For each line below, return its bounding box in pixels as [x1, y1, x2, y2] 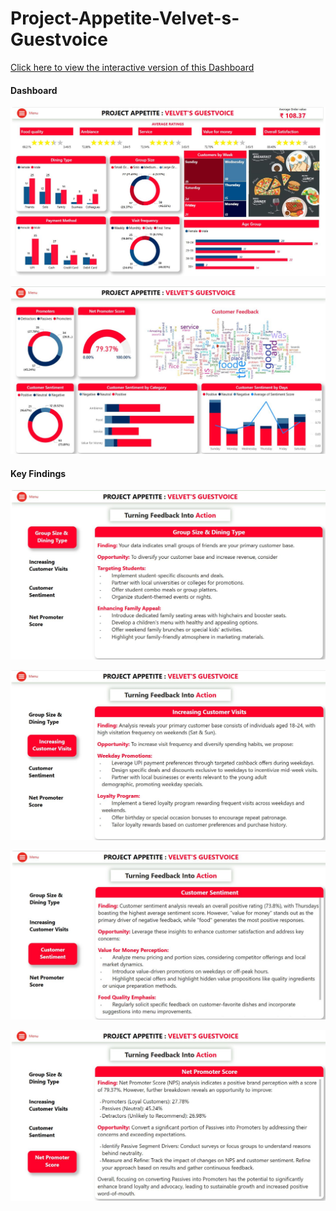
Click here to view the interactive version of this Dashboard [10, 61, 255, 73]
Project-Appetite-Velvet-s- [10, 7, 240, 30]
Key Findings [10, 467, 67, 479]
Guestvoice [10, 28, 108, 51]
